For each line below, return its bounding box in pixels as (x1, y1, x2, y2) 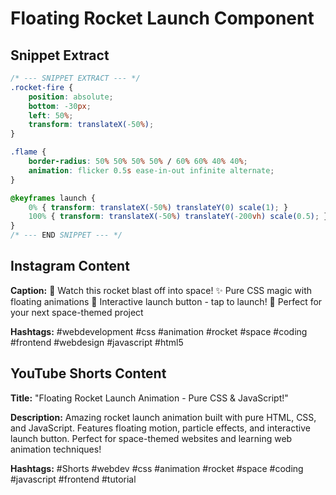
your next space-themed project (10, 306, 144, 318)
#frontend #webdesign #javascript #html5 (10, 336, 184, 348)
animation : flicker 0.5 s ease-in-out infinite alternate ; (28, 165, 275, 176)
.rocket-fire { (10, 82, 74, 92)
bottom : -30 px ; (28, 101, 92, 111)
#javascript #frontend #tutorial (10, 473, 137, 485)
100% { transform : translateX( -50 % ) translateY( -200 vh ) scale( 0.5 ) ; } (28, 212, 329, 222)
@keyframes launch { (10, 193, 97, 203)
